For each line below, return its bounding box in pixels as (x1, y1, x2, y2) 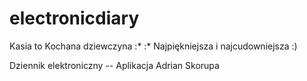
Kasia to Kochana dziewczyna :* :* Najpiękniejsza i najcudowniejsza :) (9, 40, 298, 52)
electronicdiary (9, 7, 140, 30)
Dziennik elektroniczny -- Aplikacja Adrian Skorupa (9, 59, 220, 71)
